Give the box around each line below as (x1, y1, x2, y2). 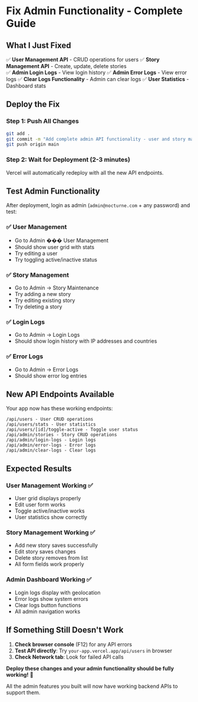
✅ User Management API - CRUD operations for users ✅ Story (6, 56, 160, 63)
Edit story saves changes (14, 548, 76, 555)
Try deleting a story (14, 303, 62, 310)
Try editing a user (14, 250, 58, 257)
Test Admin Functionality (6, 186, 100, 196)
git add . (6, 130, 31, 137)
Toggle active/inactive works (14, 507, 85, 514)
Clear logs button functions (14, 601, 81, 608)
